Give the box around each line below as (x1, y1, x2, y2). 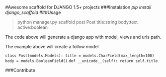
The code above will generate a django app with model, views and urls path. (5, 34, 162, 40)
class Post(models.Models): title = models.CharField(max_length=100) (5, 53, 155, 58)
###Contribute (5, 67, 36, 73)
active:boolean (17, 24, 48, 30)
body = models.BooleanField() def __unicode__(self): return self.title (5, 59, 158, 64)
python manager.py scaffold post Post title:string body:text (17, 19, 138, 25)
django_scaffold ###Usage (5, 9, 61, 15)
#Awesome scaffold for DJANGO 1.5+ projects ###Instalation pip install (5, 4, 152, 10)
